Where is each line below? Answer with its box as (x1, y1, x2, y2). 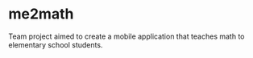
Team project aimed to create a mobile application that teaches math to (8, 31, 245, 41)
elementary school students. (8, 39, 103, 49)
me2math (8, 5, 74, 23)
